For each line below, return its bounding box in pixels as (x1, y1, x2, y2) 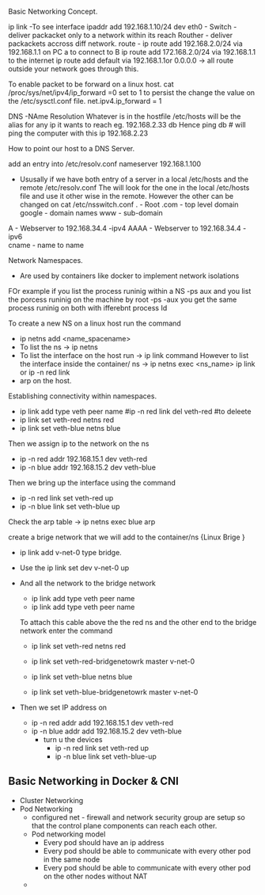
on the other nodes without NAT (43, 871, 148, 881)
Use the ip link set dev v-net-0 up (19, 563, 130, 573)
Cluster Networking (19, 795, 84, 805)
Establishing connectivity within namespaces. (8, 391, 157, 401)
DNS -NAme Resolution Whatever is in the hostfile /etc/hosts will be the (8, 112, 241, 121)
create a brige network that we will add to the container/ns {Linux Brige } (8, 532, 245, 542)
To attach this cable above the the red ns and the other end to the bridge (19, 618, 257, 626)
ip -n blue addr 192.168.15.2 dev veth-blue (19, 463, 157, 472)
